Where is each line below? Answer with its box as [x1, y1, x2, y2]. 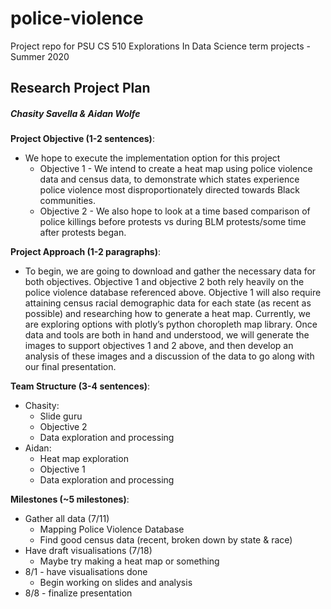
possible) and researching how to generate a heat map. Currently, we [24, 308, 311, 320]
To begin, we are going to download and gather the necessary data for [24, 265, 317, 277]
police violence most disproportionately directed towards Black [39, 184, 300, 196]
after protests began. [39, 227, 127, 239]
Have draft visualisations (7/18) [24, 545, 153, 557]
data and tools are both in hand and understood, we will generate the [24, 329, 310, 341]
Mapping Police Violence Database [39, 523, 185, 536]
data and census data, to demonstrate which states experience [39, 173, 300, 186]
